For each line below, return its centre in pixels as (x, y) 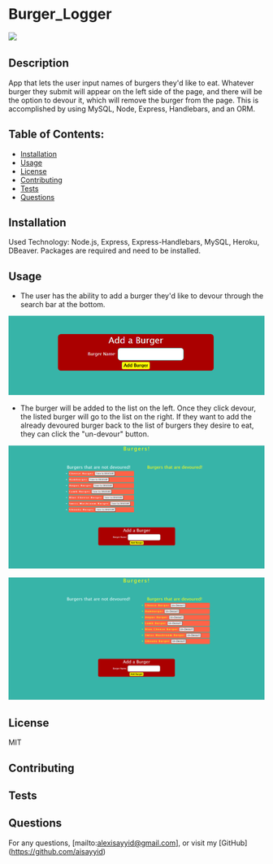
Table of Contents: (56, 135)
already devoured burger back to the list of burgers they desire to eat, (137, 425)
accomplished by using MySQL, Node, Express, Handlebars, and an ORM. (132, 109)
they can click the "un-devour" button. (84, 434)
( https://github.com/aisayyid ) (57, 851)
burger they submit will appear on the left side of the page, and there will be (135, 91)
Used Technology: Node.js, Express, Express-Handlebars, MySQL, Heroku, (134, 242)
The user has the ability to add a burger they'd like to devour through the (142, 296)
